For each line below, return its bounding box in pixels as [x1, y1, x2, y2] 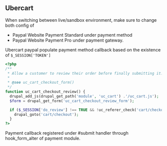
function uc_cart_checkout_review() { [5, 89, 85, 95]
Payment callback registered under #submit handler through [5, 130, 129, 136]
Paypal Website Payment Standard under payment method [12, 32, 133, 38]
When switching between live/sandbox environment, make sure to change [5, 17, 157, 23]
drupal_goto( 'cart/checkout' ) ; [14, 112, 79, 117]
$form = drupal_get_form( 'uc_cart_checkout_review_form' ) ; [9, 98, 135, 103]
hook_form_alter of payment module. [5, 136, 81, 142]
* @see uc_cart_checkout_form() [7, 80, 75, 85]
